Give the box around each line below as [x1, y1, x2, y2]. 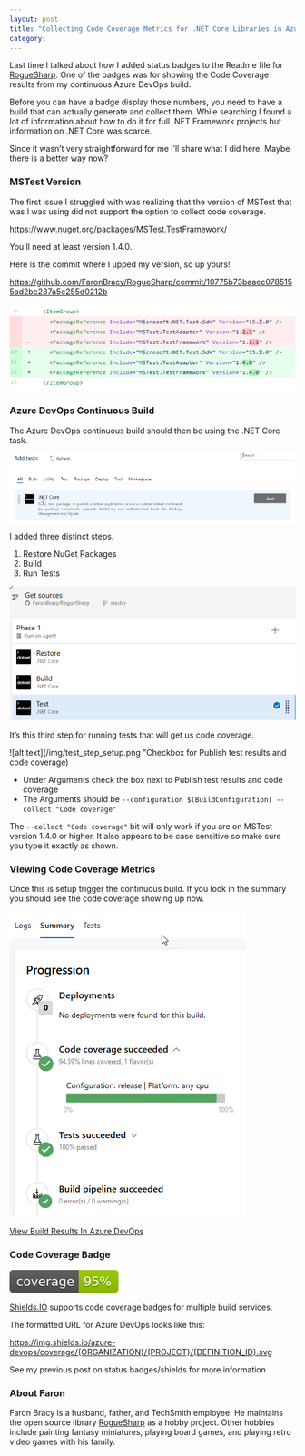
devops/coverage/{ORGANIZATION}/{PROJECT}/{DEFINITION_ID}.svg [9, 1346, 272, 1357]
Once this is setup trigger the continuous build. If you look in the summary [9, 884, 287, 895]
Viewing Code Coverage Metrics [9, 863, 156, 876]
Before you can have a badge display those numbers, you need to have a [9, 96, 283, 108]
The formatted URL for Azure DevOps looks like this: [9, 1319, 205, 1330]
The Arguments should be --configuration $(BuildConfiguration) [22, 794, 273, 805]
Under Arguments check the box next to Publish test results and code [22, 775, 283, 786]
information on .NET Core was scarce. [9, 125, 152, 136]
